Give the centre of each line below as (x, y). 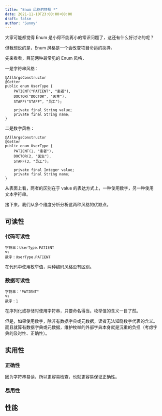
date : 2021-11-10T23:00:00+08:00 (39, 14)
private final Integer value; (44, 170)
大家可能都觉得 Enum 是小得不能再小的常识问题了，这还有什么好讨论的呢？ (80, 37)
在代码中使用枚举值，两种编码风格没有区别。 (50, 267)
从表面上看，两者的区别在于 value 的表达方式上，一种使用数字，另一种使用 (79, 188)
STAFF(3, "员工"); (31, 162)
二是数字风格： (20, 128)
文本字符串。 (18, 194)
